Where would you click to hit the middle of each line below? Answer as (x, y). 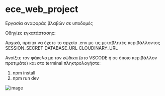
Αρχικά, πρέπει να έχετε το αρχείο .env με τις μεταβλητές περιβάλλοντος (83, 42)
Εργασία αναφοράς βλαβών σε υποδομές (49, 23)
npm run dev (26, 78)
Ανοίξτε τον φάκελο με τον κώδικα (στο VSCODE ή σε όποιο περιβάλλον (81, 58)
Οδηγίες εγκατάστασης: (30, 33)
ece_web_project (42, 9)
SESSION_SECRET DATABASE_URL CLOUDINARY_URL (62, 48)
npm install (24, 73)
